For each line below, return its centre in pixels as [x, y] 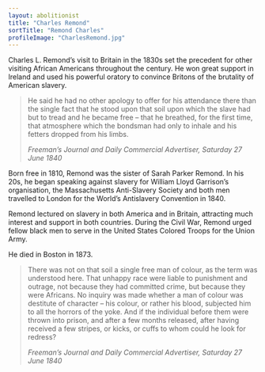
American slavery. [38, 85]
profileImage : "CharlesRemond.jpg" [67, 38]
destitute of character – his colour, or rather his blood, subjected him [139, 304]
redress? [42, 337]
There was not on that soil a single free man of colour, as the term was [142, 270]
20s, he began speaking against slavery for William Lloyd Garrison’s [119, 182]
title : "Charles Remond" [49, 23]
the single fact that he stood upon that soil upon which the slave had [139, 109]
